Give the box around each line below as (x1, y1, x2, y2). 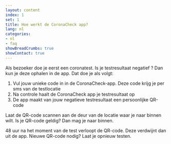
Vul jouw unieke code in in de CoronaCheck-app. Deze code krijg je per (12, 80, 164, 86)
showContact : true (5, 50, 45, 56)
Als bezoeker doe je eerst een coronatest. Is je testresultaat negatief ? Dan (5, 65, 163, 71)
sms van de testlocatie (12, 85, 61, 92)
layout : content (5, 7, 40, 13)
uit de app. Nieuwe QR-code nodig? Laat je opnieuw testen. (5, 133, 132, 139)
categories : (5, 31, 31, 37)
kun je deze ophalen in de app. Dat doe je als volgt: (5, 70, 114, 76)
